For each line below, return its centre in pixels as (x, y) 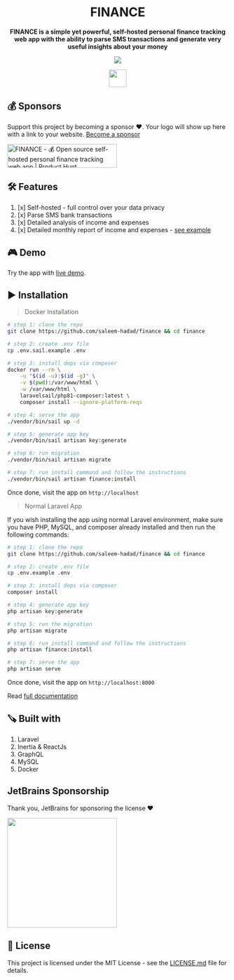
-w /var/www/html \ (48, 389)
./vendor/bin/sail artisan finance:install (72, 479)
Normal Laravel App (53, 506)
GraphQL (30, 754)
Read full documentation (43, 696)
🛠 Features (33, 187)
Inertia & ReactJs (42, 746)
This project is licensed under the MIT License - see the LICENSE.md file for (117, 962)
